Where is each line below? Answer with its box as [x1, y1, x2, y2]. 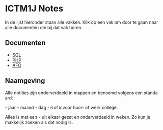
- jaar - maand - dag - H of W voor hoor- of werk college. [5, 104, 118, 110]
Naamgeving [5, 77, 45, 85]
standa [144, 90, 158, 96]
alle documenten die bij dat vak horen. [5, 24, 82, 30]
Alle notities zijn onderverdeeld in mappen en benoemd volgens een [5, 90, 143, 96]
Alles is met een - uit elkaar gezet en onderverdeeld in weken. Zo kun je [5, 114, 151, 120]
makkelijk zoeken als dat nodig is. [5, 119, 73, 125]
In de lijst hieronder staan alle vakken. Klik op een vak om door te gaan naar [5, 19, 159, 25]
